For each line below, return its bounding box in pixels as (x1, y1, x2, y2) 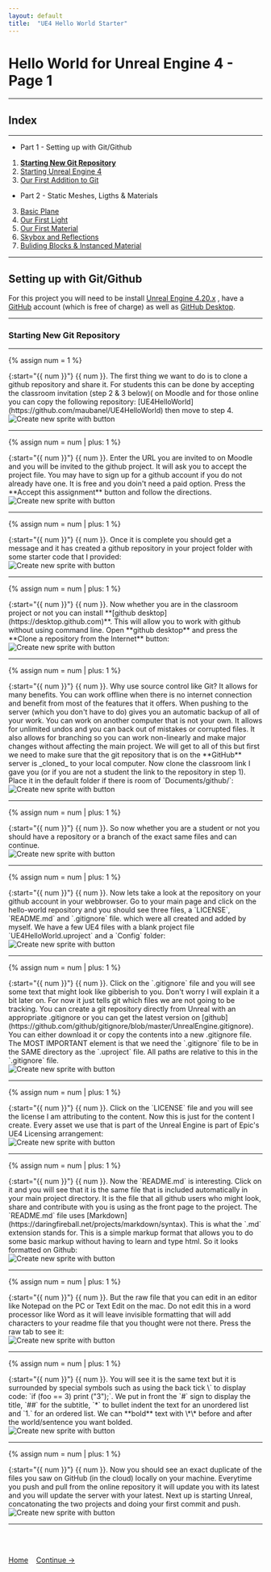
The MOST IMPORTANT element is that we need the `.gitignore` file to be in (8, 1039, 259, 1048)
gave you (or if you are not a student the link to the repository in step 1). (8, 767, 246, 777)
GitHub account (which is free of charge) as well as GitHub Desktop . (8, 302, 236, 312)
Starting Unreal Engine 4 (19, 166, 102, 176)
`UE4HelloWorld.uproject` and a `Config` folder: (8, 931, 166, 941)
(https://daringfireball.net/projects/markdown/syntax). (8, 1220, 188, 1229)
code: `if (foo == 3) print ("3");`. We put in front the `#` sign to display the (8, 1392, 252, 1401)
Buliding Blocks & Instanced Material (19, 241, 142, 251)
